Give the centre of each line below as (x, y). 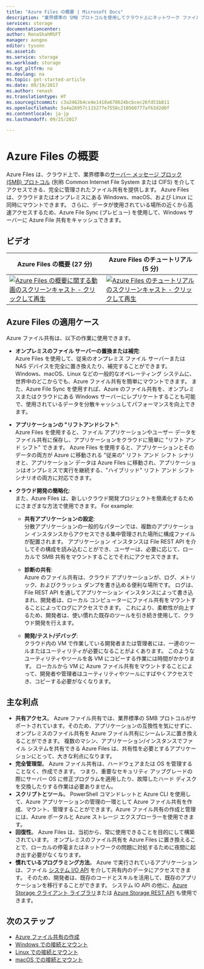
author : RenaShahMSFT (34, 35)
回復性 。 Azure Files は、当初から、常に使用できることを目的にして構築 (105, 832)
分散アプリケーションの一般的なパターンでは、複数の (90, 526)
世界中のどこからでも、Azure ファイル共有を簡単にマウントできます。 (102, 381)
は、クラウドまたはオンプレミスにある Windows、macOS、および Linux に (100, 197)
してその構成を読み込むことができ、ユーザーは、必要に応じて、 (104, 549)
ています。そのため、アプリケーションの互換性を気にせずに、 (118, 725)
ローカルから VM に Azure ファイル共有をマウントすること (109, 666)
